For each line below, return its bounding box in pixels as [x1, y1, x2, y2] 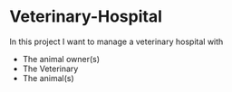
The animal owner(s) [22, 53, 101, 64]
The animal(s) [22, 72, 74, 83]
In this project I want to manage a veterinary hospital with [9, 36, 224, 47]
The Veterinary [22, 63, 79, 74]
